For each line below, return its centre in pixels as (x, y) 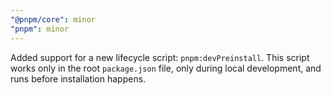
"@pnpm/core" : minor (53, 19)
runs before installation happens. (78, 78)
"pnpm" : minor (40, 29)
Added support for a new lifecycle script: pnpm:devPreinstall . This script (160, 57)
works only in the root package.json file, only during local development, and (166, 68)
